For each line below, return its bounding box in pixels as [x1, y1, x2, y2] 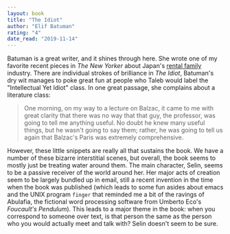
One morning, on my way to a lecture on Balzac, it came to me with [23, 104, 214, 113]
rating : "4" [7, 29, 41, 36]
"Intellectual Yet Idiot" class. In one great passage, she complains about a [7, 84, 216, 92]
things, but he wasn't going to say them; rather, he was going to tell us [23, 126, 223, 134]
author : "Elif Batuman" [7, 23, 76, 30]
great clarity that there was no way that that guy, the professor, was [23, 111, 216, 120]
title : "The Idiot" [7, 16, 63, 23]
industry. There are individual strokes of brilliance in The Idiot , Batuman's [7, 69, 214, 78]
